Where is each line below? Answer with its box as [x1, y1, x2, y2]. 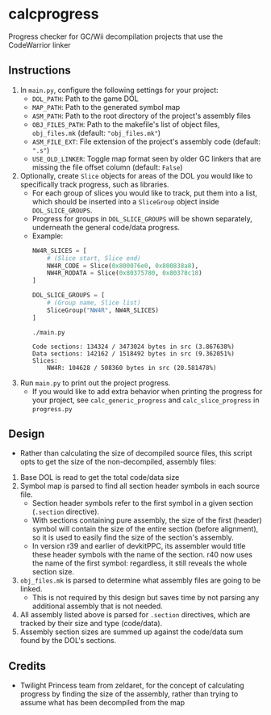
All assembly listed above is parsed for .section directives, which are [19, 610, 251, 620]
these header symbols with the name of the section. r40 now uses [31, 550, 252, 560]
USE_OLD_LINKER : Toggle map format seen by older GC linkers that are [31, 154, 261, 163]
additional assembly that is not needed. [31, 601, 163, 611]
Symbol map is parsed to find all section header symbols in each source [19, 482, 261, 491]
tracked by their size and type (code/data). [19, 619, 163, 629]
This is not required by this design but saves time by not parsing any [31, 593, 260, 603]
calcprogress [8, 5, 99, 23]
